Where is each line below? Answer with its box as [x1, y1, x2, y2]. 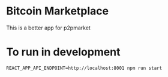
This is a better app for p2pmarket [6, 24, 91, 31]
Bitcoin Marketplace [6, 4, 109, 18]
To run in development [6, 45, 121, 59]
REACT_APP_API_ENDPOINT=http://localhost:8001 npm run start [6, 65, 163, 71]
